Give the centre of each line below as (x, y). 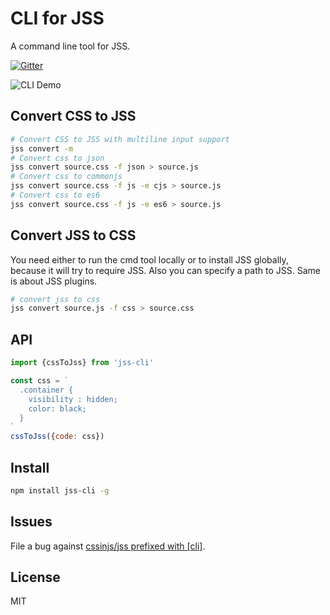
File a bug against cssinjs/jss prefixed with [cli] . (108, 546)
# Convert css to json (57, 158)
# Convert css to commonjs (66, 177)
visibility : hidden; (73, 399)
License (35, 577)
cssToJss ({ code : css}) (57, 437)
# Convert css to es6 (55, 195)
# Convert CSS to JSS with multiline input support (120, 139)
